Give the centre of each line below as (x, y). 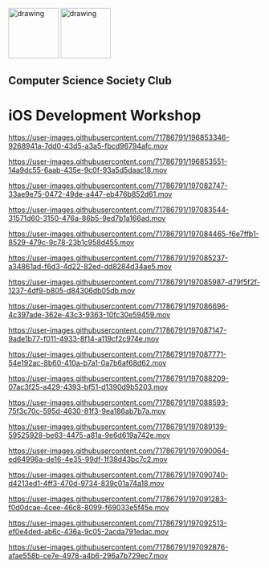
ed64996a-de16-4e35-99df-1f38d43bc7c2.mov (88, 460)
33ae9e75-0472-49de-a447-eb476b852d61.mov (90, 194)
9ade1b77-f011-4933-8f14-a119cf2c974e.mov (84, 339)
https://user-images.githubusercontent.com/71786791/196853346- (119, 137)
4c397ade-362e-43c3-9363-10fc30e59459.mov (90, 315)
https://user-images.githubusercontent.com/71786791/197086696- (118, 306)
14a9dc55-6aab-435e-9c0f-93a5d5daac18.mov (88, 170)
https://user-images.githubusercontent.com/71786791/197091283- (118, 499)
